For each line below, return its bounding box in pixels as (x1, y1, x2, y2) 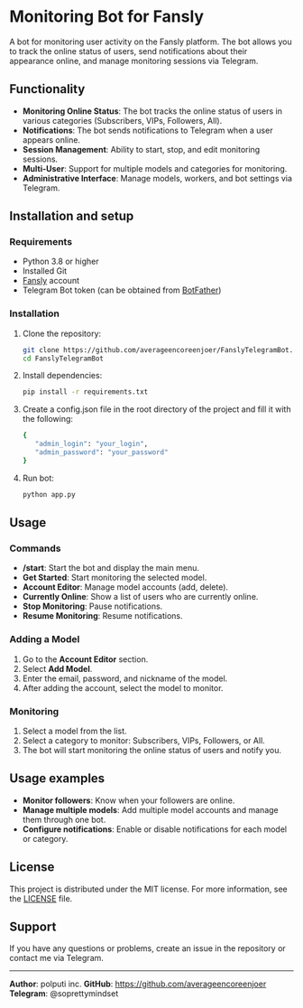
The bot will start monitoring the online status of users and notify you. (22, 745, 282, 756)
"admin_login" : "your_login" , (34, 440, 149, 449)
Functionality (9, 81, 86, 97)
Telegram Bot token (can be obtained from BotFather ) (22, 285, 222, 295)
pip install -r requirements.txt (22, 387, 149, 397)
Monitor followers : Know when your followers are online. (22, 795, 235, 806)
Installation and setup (9, 209, 134, 224)
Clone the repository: (22, 328, 102, 339)
